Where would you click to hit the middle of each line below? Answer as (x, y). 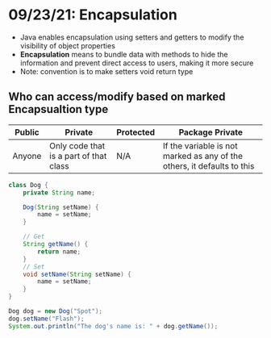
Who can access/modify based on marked (117, 97)
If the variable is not (200, 145)
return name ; (59, 252)
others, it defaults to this (208, 165)
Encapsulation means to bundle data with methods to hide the (124, 54)
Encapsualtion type (58, 109)
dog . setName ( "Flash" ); (46, 319)
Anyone (27, 156)
